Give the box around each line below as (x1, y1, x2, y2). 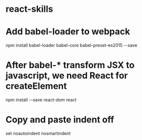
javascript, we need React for (5, 70, 128, 81)
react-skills (5, 3, 53, 15)
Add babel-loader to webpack (5, 26, 130, 37)
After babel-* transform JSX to (5, 60, 135, 71)
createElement (5, 80, 67, 92)
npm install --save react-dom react (5, 97, 77, 103)
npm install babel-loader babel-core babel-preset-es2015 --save (5, 42, 138, 48)
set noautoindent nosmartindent (5, 131, 71, 136)
